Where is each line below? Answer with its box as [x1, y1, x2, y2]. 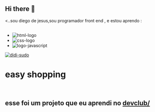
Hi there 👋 [5, 5, 35, 13]
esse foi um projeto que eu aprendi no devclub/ [5, 99, 150, 107]
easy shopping [5, 69, 66, 80]
